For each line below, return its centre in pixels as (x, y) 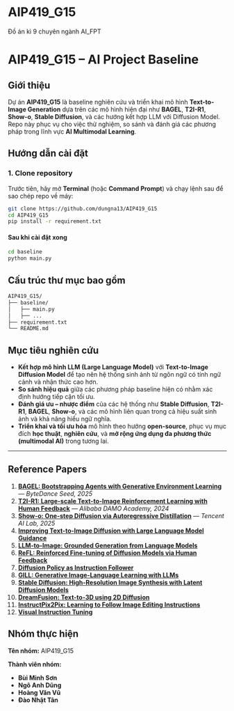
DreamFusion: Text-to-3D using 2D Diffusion (84, 597)
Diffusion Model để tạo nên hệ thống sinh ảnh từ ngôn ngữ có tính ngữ (119, 375)
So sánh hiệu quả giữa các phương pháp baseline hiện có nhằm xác (115, 389)
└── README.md (28, 329)
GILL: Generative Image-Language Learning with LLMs (98, 575)
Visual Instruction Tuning (55, 612)
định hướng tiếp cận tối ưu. (57, 397)
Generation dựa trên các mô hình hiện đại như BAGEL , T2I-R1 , (117, 109)
